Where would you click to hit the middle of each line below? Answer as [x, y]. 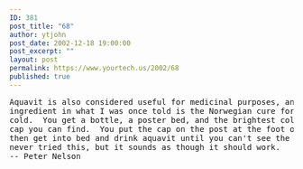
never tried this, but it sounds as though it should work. [145, 147]
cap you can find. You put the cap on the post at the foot [147, 129]
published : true [40, 77]
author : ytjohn [38, 34]
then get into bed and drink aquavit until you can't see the [150, 138]
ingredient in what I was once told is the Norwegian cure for [152, 111]
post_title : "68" [42, 26]
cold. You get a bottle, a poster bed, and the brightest [143, 120]
